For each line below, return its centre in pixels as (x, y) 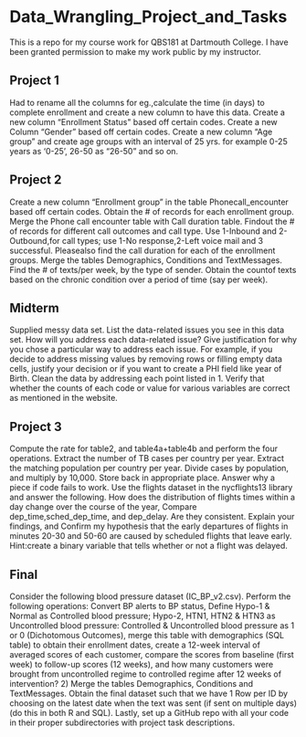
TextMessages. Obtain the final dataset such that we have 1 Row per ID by (149, 693)
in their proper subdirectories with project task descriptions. (122, 722)
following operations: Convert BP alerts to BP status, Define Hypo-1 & (140, 606)
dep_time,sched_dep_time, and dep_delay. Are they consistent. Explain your (152, 517)
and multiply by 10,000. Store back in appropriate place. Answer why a (142, 478)
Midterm (34, 308)
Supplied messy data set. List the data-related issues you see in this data (147, 330)
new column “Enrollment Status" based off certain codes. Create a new (144, 121)
